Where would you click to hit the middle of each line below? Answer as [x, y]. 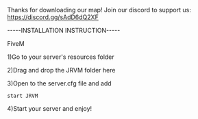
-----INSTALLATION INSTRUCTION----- [64, 30]
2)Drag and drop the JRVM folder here [61, 70]
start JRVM [23, 96]
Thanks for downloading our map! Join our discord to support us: [99, 10]
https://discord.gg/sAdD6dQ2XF [53, 17]
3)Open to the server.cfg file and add [59, 83]
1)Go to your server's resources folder [61, 57]
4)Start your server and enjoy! [50, 108]
